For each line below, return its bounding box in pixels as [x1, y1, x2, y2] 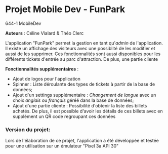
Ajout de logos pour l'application [12, 75, 81, 82]
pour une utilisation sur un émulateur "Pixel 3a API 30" [5, 143, 119, 149]
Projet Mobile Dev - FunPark [5, 4, 125, 15]
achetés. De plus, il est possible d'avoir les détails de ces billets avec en [12, 108, 163, 114]
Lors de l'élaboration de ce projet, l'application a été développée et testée [5, 138, 159, 144]
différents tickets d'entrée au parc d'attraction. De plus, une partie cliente [5, 56, 158, 62]
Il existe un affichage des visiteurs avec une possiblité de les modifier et [5, 45, 155, 51]
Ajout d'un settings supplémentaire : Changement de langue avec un [12, 92, 156, 98]
